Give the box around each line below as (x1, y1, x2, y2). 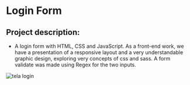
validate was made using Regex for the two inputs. (14, 61, 136, 68)
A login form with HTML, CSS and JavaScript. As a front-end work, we (14, 42, 184, 49)
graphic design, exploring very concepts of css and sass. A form (14, 55, 171, 62)
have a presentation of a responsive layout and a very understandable (14, 49, 184, 56)
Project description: (6, 27, 80, 37)
